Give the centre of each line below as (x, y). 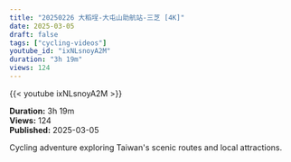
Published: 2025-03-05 (54, 130)
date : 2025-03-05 (42, 26)
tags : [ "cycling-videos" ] (58, 43)
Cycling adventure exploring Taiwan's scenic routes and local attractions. (146, 147)
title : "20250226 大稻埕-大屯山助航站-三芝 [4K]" (97, 18)
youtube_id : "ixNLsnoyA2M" (60, 51)
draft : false (34, 34)
